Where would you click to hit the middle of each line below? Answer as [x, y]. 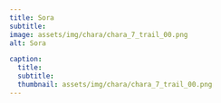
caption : [26, 60]
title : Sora [32, 18]
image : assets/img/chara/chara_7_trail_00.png [99, 34]
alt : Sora [28, 43]
